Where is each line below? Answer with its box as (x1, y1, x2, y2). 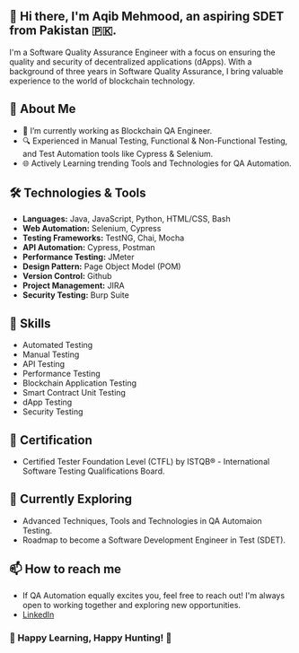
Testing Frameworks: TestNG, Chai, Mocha (22, 232, 185, 243)
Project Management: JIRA (22, 280, 125, 292)
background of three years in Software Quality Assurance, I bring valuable (9, 65, 284, 76)
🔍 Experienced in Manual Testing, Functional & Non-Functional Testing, (22, 135, 288, 146)
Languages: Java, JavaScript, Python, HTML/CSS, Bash (22, 213, 231, 224)
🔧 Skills (9, 316, 51, 331)
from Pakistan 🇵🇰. (9, 23, 117, 39)
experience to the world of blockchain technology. (9, 75, 196, 86)
